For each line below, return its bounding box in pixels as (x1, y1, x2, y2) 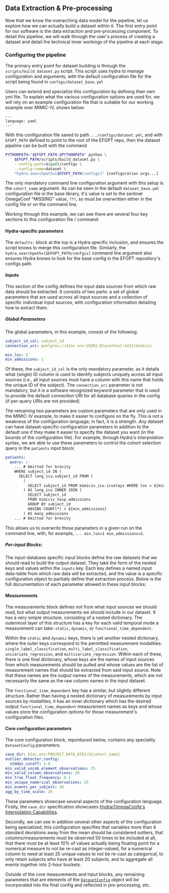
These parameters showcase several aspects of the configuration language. (5, 798, 163, 804)
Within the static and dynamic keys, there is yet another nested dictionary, (5, 635, 159, 641)
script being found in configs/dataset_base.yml (5, 79, 104, 85)
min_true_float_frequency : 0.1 (5, 775, 71, 780)
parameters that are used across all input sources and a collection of (5, 294, 148, 300)
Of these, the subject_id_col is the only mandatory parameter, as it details (5, 366, 159, 372)
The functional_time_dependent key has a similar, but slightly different (5, 687, 150, 693)
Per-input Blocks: (5, 542, 43, 548)
